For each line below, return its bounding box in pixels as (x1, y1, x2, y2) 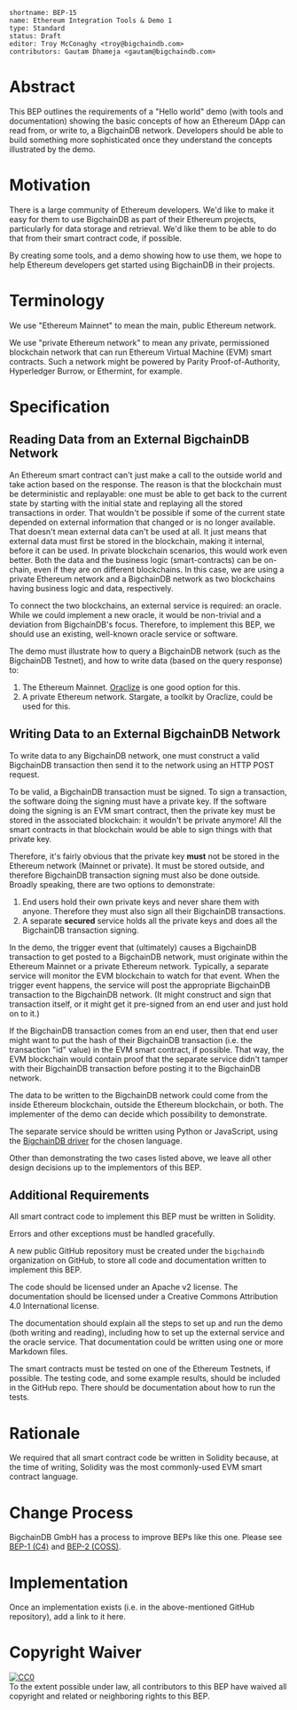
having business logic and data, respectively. (9, 582, 174, 593)
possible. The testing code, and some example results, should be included (9, 1373, 281, 1384)
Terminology (9, 291, 105, 311)
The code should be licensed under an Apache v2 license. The (9, 1281, 238, 1293)
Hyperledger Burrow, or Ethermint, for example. (9, 365, 184, 376)
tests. (9, 1392, 29, 1402)
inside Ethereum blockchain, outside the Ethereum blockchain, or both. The (9, 1099, 284, 1110)
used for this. (21, 701, 71, 711)
